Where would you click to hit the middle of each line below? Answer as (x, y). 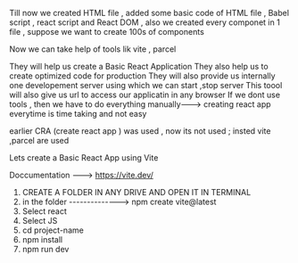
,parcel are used (39, 140)
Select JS (40, 221)
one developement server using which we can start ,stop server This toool (146, 85)
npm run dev (46, 249)
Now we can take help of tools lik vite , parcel (93, 49)
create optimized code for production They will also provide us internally (142, 76)
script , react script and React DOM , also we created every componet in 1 (145, 22)
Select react (44, 211)
